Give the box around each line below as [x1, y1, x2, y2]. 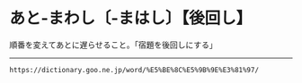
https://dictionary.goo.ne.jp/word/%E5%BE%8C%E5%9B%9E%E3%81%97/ [9, 65, 259, 74]
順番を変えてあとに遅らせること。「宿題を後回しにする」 [9, 39, 218, 50]
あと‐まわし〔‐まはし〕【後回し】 [9, 8, 253, 29]
